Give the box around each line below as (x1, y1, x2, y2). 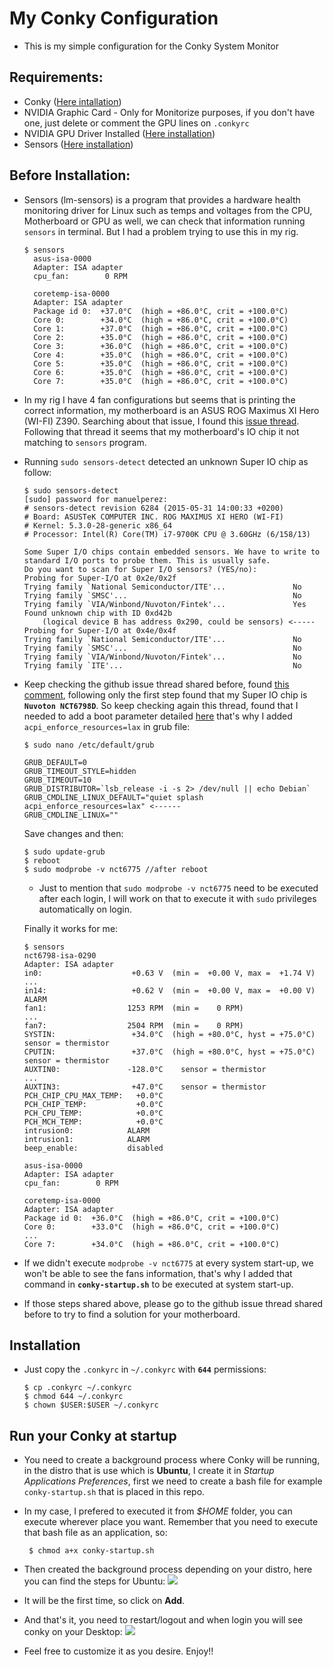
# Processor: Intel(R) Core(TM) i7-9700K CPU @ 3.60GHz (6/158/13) (23, 529, 311, 539)
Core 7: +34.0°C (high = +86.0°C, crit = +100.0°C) (23, 1239, 280, 1249)
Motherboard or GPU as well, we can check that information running (23, 215, 306, 227)
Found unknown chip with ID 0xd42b (23, 608, 173, 618)
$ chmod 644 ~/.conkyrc (23, 1392, 124, 1402)
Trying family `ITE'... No (23, 660, 302, 671)
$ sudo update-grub (23, 847, 106, 857)
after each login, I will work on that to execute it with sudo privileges (38, 892, 317, 904)
